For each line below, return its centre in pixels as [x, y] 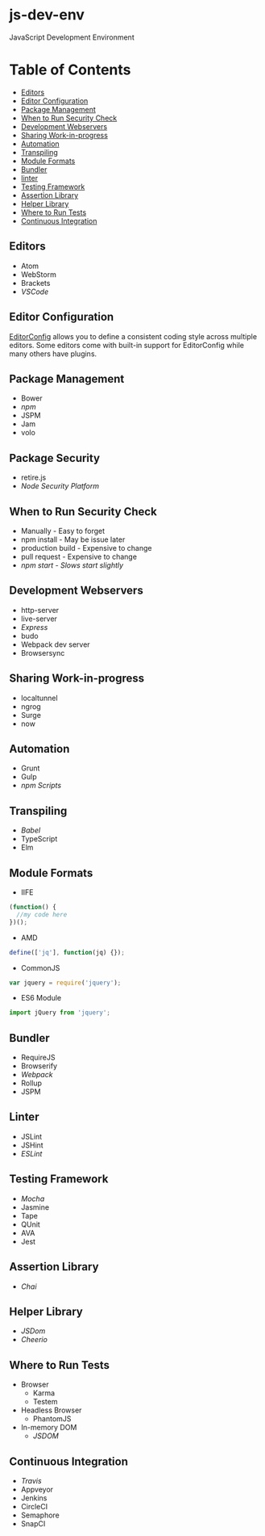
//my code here [42, 914]
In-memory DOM [49, 1428]
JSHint [32, 1145]
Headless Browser [51, 1410]
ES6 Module [41, 998]
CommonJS [40, 967]
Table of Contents [70, 70]
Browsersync [43, 653]
